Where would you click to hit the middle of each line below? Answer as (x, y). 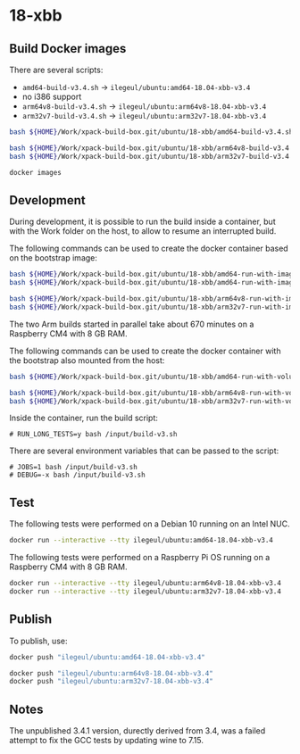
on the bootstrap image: (54, 258)
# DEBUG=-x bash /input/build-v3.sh (77, 475)
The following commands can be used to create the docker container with (145, 351)
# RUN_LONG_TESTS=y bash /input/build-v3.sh (93, 435)
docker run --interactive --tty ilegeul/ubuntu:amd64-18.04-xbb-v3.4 (142, 541)
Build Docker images (68, 49)
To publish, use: (38, 641)
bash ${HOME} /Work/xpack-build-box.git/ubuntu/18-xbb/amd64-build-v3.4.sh (151, 132)
